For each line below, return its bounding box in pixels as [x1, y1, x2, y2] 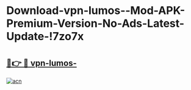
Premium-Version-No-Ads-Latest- [6, 16, 185, 30]
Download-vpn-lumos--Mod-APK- [6, 4, 186, 18]
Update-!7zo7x [6, 30, 84, 43]
